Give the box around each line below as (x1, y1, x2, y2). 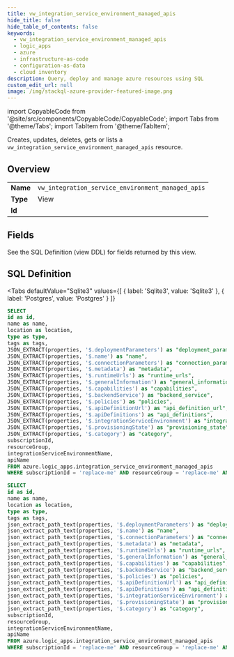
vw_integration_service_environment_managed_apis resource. (7, 143, 183, 151)
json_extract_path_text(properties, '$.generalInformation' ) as (7, 553, 198, 560)
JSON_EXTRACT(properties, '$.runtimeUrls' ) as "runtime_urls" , (7, 372, 195, 379)
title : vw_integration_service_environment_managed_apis (7, 10, 176, 17)
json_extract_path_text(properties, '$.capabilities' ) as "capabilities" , (7, 559, 229, 567)
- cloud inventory (13, 68, 68, 75)
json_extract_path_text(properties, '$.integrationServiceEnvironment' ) (7, 592, 223, 600)
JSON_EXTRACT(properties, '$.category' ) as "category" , (7, 430, 173, 438)
